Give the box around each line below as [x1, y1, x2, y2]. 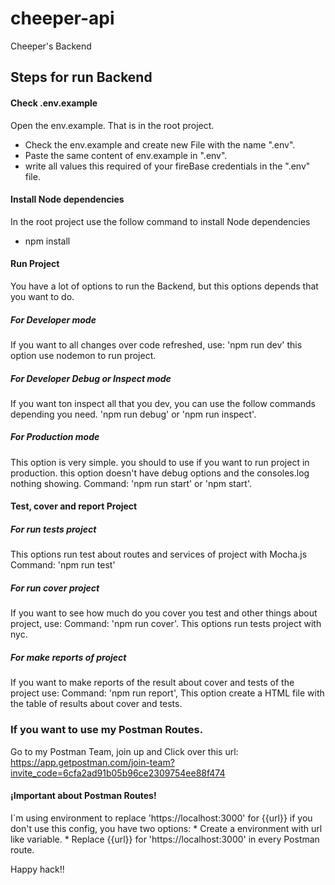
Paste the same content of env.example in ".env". [24, 149, 228, 161]
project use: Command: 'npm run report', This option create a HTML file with [10, 687, 325, 699]
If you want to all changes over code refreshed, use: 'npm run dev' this [10, 338, 303, 351]
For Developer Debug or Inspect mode [10, 372, 172, 384]
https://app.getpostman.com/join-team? [10, 756, 175, 768]
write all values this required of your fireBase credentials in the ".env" [24, 160, 311, 172]
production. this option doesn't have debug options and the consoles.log [10, 467, 310, 479]
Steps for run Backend [10, 69, 153, 86]
